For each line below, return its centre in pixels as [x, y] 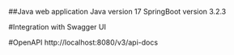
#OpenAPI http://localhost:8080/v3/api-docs [83, 42]
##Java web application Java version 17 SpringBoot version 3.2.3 [117, 12]
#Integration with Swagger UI [57, 27]
